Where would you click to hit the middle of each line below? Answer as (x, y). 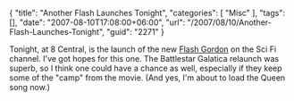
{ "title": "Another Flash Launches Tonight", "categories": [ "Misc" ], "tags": (147, 13)
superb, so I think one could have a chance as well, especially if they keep (146, 68)
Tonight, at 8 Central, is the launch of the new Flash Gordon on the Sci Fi (143, 49)
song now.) (30, 87)
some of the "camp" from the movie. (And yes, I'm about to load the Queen (147, 78)
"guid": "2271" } (135, 32)
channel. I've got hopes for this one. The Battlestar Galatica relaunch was (144, 59)
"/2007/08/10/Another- (230, 22)
